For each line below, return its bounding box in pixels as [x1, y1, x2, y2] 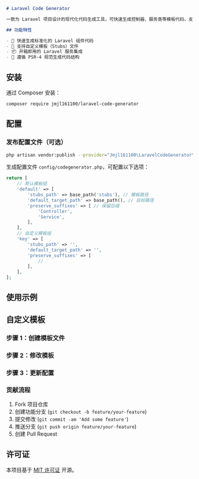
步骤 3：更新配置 [6, 369, 54, 377]
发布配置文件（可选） [6, 138, 67, 147]
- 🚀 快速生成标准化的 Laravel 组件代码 [6, 37, 94, 44]
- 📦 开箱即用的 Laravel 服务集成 [6, 49, 83, 55]
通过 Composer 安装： [6, 89, 61, 96]
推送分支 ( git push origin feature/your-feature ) [14, 423, 137, 430]
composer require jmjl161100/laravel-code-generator [6, 101, 139, 107]
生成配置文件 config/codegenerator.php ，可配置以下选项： [6, 163, 149, 170]
